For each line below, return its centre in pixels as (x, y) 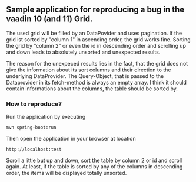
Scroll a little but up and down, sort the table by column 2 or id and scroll (94, 160)
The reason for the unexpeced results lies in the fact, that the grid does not (97, 63)
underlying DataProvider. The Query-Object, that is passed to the (85, 76)
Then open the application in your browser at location (71, 139)
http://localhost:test (34, 149)
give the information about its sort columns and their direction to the (89, 70)
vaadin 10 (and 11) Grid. (49, 19)
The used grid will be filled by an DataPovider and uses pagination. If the (94, 33)
